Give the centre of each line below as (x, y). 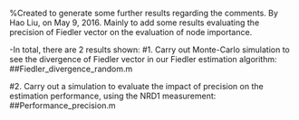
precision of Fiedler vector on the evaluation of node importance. (131, 32)
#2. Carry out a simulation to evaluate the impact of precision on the (137, 86)
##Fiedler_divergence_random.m (71, 69)
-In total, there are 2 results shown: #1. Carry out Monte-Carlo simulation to (149, 50)
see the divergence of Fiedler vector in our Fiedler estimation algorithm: (143, 59)
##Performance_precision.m (63, 106)
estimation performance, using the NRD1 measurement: (113, 96)
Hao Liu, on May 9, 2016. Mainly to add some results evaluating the (135, 23)
